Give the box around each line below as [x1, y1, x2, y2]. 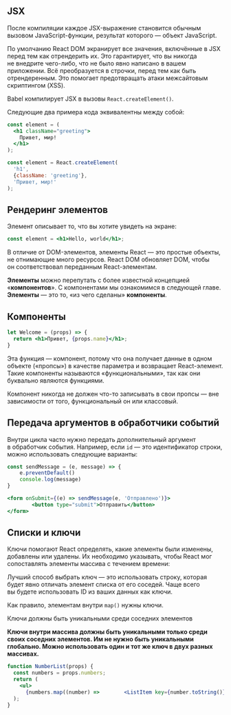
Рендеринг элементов [7, 203, 109, 216]
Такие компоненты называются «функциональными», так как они [7, 369, 201, 377]
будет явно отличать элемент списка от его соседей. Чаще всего [7, 581, 201, 589]
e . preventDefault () [19, 470, 76, 476]
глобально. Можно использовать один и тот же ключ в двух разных [7, 643, 213, 651]
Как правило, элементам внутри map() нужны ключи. [7, 601, 164, 610]
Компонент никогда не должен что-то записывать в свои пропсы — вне [7, 390, 219, 398]
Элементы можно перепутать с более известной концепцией [7, 276, 190, 285]
